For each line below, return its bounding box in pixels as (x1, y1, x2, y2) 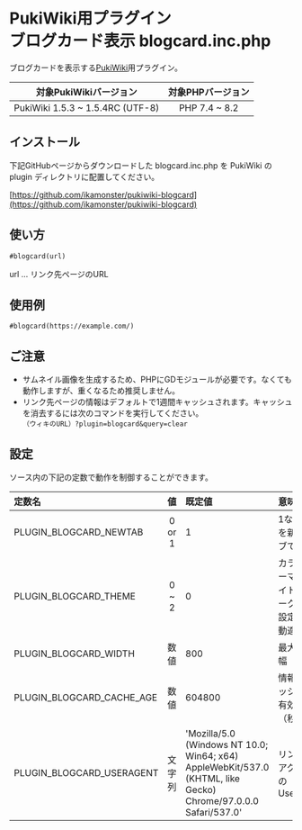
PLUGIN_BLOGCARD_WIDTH (13, 647, 135, 660)
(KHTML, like (185, 772, 241, 784)
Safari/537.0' (185, 807, 243, 818)
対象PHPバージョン (167, 86, 250, 98)
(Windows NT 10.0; (185, 739, 269, 751)
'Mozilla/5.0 (185, 727, 236, 739)
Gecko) (185, 784, 218, 796)
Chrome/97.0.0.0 (185, 795, 259, 807)
